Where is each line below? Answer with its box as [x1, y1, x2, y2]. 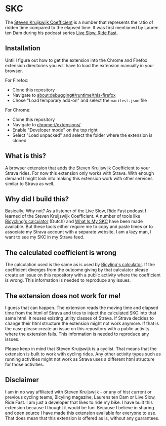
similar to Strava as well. [5, 181, 55, 187]
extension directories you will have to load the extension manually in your [5, 62, 155, 68]
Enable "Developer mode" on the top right [12, 127, 98, 133]
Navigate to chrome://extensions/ [12, 121, 81, 127]
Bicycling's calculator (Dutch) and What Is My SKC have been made [5, 218, 143, 225]
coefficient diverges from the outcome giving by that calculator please [5, 267, 148, 273]
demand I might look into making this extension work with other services [5, 175, 153, 181]
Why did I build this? [5, 194, 69, 203]
